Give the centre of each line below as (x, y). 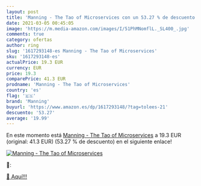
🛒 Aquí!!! (17, 177)
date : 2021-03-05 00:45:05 (40, 23)
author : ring (23, 46)
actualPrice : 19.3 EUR (35, 62)
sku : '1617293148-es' (33, 57)
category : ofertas (29, 40)
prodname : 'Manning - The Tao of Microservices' (68, 85)
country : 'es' (24, 90)
